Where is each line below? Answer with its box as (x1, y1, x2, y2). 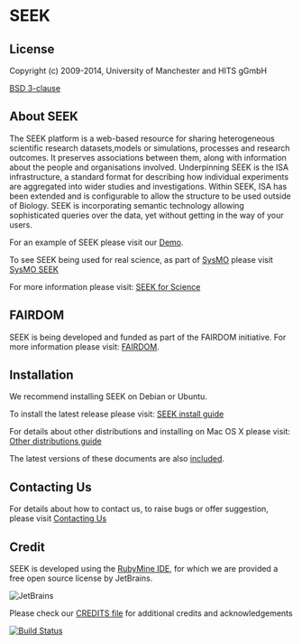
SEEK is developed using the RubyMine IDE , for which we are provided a (9, 564, 279, 574)
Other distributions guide (9, 435, 102, 447)
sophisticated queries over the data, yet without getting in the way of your (9, 210, 284, 220)
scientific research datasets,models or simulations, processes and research (9, 142, 290, 154)
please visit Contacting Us (9, 513, 107, 524)
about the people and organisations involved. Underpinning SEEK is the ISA (9, 162, 289, 173)
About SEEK (9, 109, 78, 125)
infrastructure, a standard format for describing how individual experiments (9, 171, 289, 182)
